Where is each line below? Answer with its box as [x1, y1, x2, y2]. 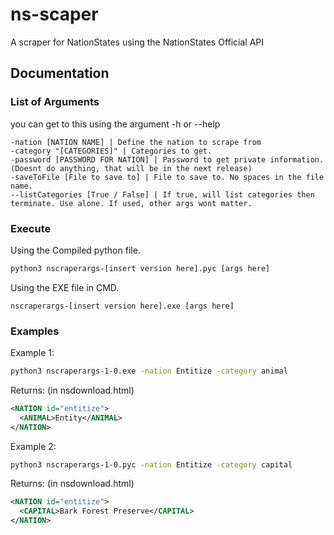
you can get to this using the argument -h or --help [10, 118, 221, 130]
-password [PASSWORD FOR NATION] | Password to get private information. [10, 154, 325, 165]
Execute [10, 221, 52, 235]
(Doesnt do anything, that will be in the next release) [10, 163, 253, 173]
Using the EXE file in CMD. [10, 281, 120, 293]
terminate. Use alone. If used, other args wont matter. [10, 198, 253, 208]
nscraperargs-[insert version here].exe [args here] [10, 301, 235, 311]
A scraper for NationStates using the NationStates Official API [10, 36, 265, 48]
